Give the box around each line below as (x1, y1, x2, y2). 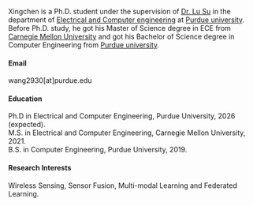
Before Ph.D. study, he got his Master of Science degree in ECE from (8, 24, 231, 32)
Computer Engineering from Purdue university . (8, 40, 160, 50)
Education (8, 94, 43, 103)
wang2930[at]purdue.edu (8, 76, 92, 85)
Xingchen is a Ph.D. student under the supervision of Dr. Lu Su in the (8, 7, 231, 16)
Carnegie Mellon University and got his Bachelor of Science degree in (8, 32, 235, 41)
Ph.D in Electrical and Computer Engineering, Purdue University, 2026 (8, 111, 236, 121)
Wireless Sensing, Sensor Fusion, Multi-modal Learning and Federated (8, 181, 238, 190)
